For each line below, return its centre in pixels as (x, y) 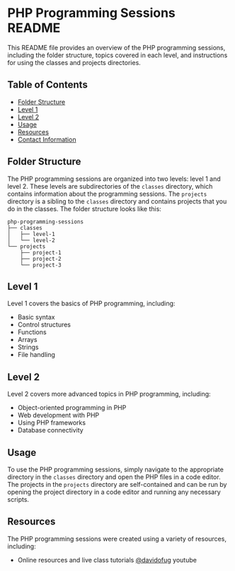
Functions (32, 332)
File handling (36, 355)
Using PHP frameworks (52, 423)
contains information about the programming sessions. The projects (107, 194)
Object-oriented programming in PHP (72, 408)
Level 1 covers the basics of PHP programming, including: (91, 304)
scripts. (18, 499)
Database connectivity (50, 430)
